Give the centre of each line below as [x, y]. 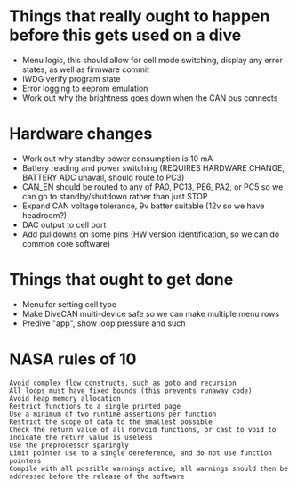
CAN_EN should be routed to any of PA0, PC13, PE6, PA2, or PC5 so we [153, 187]
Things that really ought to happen [140, 16]
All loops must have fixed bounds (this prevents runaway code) [131, 390]
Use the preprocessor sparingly [69, 445]
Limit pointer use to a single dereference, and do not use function [141, 453]
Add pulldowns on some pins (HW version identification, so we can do [151, 234]
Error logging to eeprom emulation [85, 88]
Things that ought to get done [121, 280]
